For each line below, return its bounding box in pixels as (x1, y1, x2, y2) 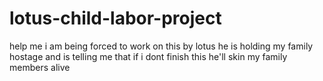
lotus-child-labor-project (9, 7, 222, 30)
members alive (9, 61, 71, 73)
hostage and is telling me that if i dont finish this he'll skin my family (9, 50, 288, 62)
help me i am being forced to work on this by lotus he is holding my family (9, 40, 314, 52)
